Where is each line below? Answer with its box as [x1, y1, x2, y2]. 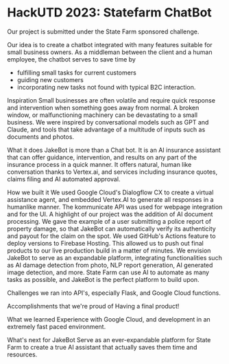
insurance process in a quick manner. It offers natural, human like [7, 160, 192, 168]
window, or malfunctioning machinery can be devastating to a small [7, 111, 197, 119]
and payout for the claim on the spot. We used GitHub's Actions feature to [7, 231, 216, 240]
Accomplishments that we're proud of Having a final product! [7, 302, 180, 310]
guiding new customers [16, 75, 84, 83]
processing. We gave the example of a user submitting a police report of [7, 217, 211, 225]
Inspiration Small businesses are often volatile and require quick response [7, 96, 216, 104]
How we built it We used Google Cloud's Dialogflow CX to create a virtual [7, 188, 214, 196]
